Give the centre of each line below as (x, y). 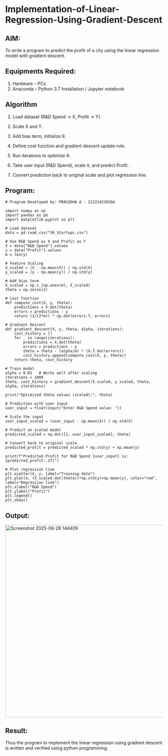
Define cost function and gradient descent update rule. (69, 146)
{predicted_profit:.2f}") (32, 461)
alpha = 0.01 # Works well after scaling (51, 373)
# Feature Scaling (24, 264)
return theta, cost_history (43, 360)
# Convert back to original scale (41, 443)
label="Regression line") (32, 483)
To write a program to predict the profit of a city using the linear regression (82, 50)
